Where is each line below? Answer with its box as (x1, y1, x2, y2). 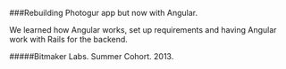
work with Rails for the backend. (9, 34, 128, 44)
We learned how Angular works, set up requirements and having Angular (9, 25, 277, 34)
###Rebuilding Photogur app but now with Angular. (9, 8, 198, 18)
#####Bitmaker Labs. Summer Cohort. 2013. (9, 51, 174, 61)
